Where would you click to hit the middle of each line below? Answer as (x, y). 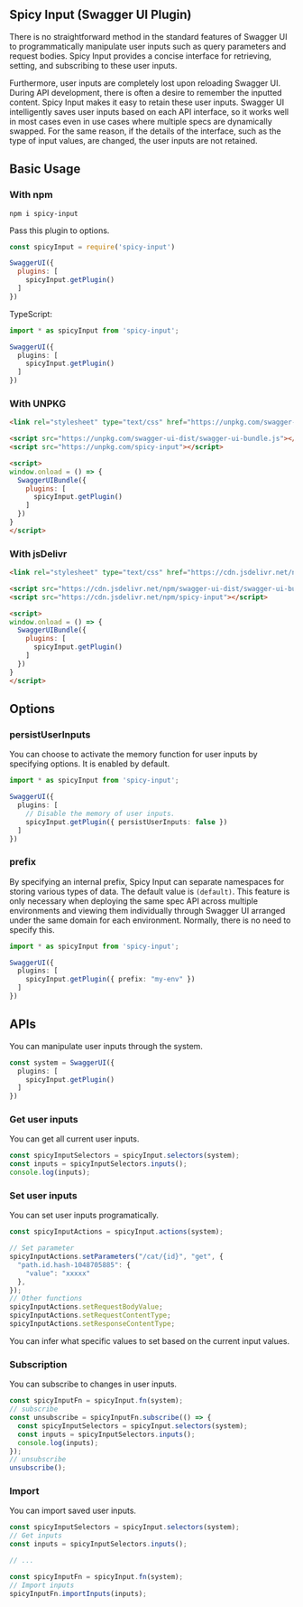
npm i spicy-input (44, 213)
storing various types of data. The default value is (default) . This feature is (150, 891)
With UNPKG (37, 403)
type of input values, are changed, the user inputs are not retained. (134, 140)
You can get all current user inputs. (74, 1139)
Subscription (38, 1364)
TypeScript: (31, 314)
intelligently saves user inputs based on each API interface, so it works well (149, 111)
